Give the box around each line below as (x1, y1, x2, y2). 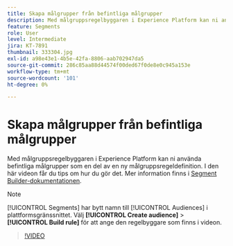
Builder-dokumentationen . (7, 177, 82, 185)
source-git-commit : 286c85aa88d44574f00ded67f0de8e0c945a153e (7, 62, 191, 69)
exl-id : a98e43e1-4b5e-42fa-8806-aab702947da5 (7, 55, 144, 62)
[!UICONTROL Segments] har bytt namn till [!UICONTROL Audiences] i (7, 204, 208, 212)
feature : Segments (7, 23, 60, 30)
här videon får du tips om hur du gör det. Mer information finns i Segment (7, 169, 217, 177)
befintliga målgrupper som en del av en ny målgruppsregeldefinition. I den (7, 162, 219, 170)
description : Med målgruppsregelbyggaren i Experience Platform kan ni (7, 17, 218, 24)
